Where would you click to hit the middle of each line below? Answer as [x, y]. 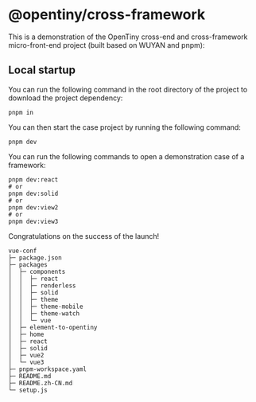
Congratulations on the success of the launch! [84, 236]
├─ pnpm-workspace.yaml [48, 369]
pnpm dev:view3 [33, 221]
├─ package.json [35, 258]
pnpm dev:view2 [33, 207]
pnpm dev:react [33, 180]
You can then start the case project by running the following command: [124, 127]
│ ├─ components [37, 271]
